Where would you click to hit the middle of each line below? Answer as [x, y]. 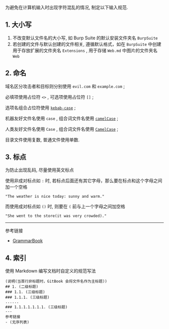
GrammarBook [27, 241]
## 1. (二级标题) [22, 287]
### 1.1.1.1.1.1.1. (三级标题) [36, 307]
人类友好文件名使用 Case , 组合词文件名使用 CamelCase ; [62, 129]
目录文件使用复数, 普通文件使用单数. [43, 139]
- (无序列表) [17, 322]
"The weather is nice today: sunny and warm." [55, 197]
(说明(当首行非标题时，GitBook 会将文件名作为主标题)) [56, 281]
